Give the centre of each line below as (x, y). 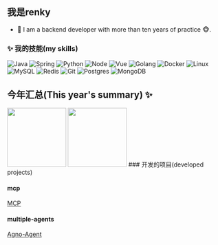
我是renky (29, 12)
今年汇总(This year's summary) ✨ (80, 95)
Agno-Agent (25, 234)
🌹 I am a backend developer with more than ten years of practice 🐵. (114, 29)
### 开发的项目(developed (166, 164)
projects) (20, 172)
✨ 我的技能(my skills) (43, 48)
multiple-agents (31, 219)
